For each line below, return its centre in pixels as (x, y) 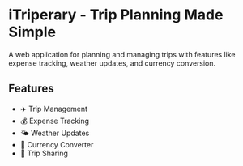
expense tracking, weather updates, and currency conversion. (112, 63)
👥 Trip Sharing (44, 153)
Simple (32, 32)
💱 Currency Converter (57, 144)
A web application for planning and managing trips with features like (122, 54)
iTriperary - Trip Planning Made (116, 15)
